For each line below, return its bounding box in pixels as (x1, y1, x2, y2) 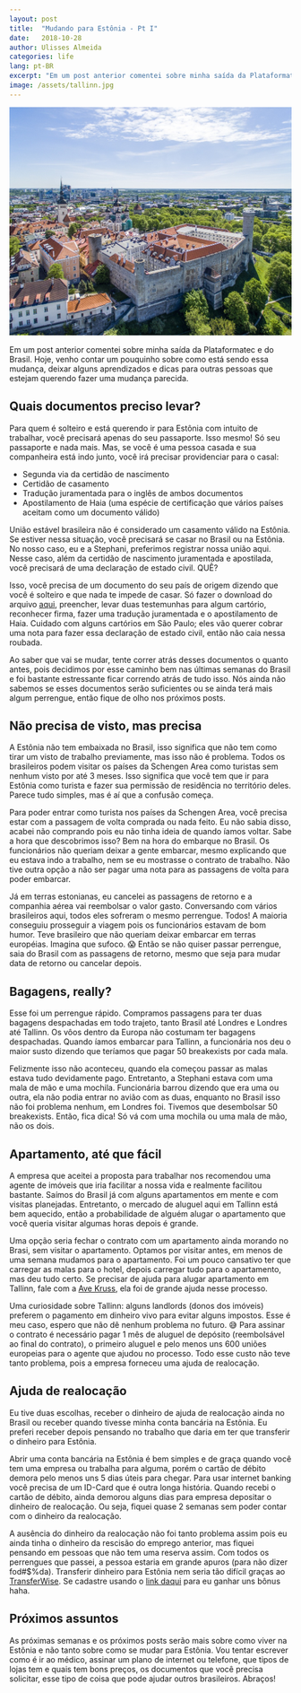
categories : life (9, 52, 74, 62)
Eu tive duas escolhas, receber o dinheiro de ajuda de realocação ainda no (9, 1407, 285, 1418)
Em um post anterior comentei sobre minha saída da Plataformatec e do (9, 344, 275, 354)
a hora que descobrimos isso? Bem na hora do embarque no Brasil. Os (9, 835, 271, 847)
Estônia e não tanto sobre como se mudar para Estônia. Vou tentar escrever (9, 1645, 288, 1655)
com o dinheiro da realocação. (9, 1510, 123, 1521)
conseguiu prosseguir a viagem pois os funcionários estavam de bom (9, 920, 267, 930)
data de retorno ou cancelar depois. (9, 958, 142, 969)
